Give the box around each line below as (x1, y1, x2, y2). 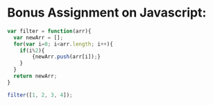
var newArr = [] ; (13, 34, 64, 41)
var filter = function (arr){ (7, 28, 92, 35)
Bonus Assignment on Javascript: (7, 5, 207, 21)
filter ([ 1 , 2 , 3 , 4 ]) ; (7, 91, 73, 98)
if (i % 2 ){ (19, 47, 45, 54)
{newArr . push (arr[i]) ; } (32, 53, 101, 60)
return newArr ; (13, 73, 58, 80)
